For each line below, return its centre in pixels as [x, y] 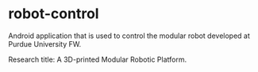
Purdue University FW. [45, 44]
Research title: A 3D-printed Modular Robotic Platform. [98, 59]
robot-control [54, 14]
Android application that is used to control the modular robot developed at [129, 36]
